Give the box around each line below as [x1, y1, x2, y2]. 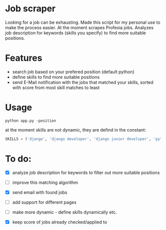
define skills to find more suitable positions [12, 74, 100, 80]
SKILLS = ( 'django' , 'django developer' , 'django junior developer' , [5, 137, 152, 141]
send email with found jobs [12, 189, 68, 195]
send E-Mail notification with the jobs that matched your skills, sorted [12, 79, 154, 85]
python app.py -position [5, 118, 56, 123]
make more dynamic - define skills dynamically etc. [12, 209, 117, 215]
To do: [5, 153, 32, 164]
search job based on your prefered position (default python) [12, 69, 135, 75]
